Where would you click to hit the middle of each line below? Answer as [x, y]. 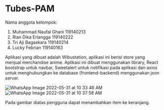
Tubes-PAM [30, 9]
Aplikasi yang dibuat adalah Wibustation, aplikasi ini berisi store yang [75, 57]
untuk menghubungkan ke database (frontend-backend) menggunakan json [82, 73]
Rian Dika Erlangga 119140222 [43, 37]
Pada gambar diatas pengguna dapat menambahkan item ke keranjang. [78, 102]
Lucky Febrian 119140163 [37, 47]
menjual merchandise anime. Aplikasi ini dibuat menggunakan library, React [82, 62]
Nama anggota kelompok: [31, 22]
